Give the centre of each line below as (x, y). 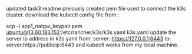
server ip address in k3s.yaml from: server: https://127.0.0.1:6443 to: (89, 38)
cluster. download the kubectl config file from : (63, 15)
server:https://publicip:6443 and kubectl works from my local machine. (92, 45)
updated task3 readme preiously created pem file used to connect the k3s (96, 9)
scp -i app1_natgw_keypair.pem (44, 26)
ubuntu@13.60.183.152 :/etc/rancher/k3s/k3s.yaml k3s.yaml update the (91, 32)
